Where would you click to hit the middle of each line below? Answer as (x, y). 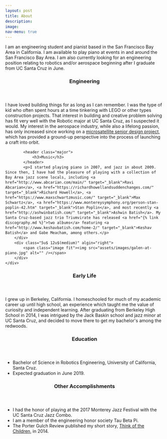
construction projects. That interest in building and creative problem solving (84, 115)
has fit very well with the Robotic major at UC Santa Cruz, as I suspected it (82, 121)
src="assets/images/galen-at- (120, 248)
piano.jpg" (17, 253)
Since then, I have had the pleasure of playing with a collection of (81, 172)
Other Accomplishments (85, 386)
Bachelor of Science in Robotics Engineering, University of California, (84, 362)
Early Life (85, 276)
